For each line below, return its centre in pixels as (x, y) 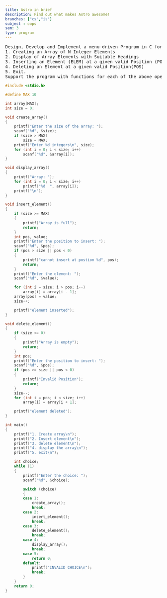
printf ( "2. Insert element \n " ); (47, 439)
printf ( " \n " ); (29, 191)
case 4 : (31, 540)
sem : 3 (12, 28)
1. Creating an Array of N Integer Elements (60, 52)
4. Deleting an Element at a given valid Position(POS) (75, 67)
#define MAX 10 (21, 94)
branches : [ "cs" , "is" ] (29, 19)
